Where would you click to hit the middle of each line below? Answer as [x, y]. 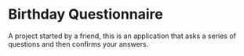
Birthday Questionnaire [86, 14]
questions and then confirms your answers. [78, 44]
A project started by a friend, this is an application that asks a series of [122, 36]
